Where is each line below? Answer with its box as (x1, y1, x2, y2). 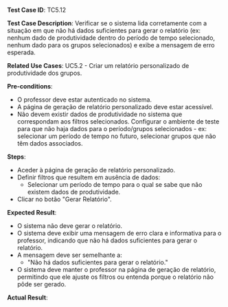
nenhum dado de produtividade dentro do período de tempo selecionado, (7, 34, 215, 42)
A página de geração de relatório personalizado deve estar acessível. (16, 103, 214, 111)
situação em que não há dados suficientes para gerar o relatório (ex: (7, 27, 201, 34)
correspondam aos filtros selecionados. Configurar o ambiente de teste (16, 117, 220, 126)
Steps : (7, 152, 26, 161)
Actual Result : (7, 293, 48, 302)
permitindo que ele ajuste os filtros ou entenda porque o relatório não (16, 273, 214, 281)
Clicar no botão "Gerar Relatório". (16, 195, 112, 203)
